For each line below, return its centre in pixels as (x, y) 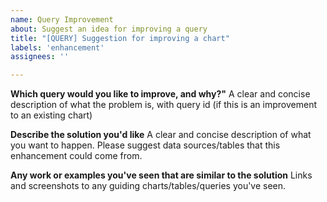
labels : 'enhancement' (57, 47)
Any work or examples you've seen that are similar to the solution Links (161, 175)
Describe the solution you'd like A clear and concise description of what (161, 135)
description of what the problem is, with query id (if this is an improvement (163, 105)
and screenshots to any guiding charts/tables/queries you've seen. (148, 186)
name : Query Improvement (62, 19)
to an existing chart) (51, 115)
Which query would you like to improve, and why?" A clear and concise (160, 94)
